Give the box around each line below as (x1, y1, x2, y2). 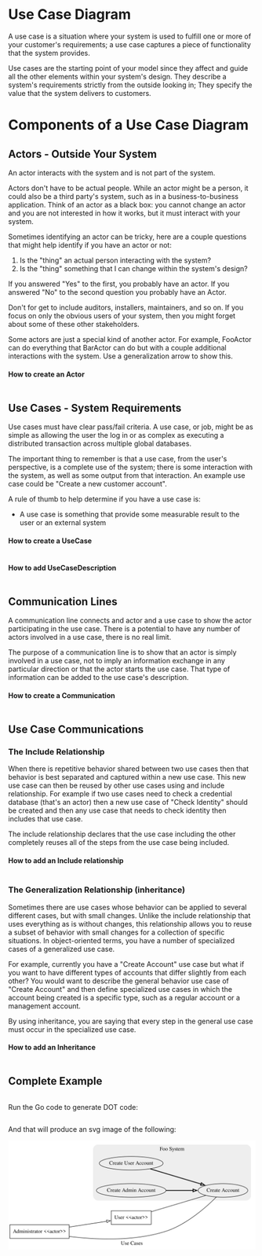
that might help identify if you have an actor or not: (8, 240, 173, 249)
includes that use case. (8, 814, 83, 824)
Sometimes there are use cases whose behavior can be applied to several (8, 902, 247, 912)
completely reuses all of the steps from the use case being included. (8, 838, 230, 847)
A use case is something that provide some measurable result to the (19, 509, 240, 519)
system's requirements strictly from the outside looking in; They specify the (8, 80, 253, 90)
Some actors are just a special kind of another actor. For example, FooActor (8, 334, 253, 343)
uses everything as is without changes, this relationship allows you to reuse (8, 919, 253, 928)
